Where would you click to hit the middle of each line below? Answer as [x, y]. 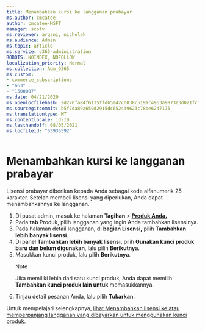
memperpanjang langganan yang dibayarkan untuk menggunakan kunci [97, 315]
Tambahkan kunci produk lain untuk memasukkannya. [85, 285]
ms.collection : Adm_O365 [38, 69]
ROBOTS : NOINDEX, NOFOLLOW [41, 57]
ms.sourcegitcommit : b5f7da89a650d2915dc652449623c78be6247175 [88, 108]
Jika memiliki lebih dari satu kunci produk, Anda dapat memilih [94, 278]
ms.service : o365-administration [49, 52]
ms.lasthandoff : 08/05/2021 [42, 126]
